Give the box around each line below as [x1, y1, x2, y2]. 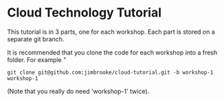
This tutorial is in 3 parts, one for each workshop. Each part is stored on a [7, 28, 215, 36]
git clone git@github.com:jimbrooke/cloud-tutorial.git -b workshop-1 [7, 69, 214, 76]
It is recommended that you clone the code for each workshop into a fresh [7, 48, 218, 57]
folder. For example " [7, 55, 67, 63]
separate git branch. [7, 34, 65, 43]
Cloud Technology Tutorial [7, 5, 161, 21]
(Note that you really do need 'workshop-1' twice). [7, 87, 150, 95]
